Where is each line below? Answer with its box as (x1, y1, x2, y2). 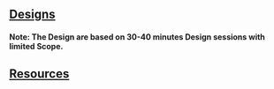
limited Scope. (9, 41, 64, 51)
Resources (9, 66, 70, 82)
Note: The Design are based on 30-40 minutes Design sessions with (9, 31, 265, 42)
